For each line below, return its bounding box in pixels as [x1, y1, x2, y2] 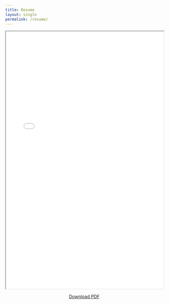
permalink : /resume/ [5, 17, 49, 22]
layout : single [5, 12, 37, 17]
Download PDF [69, 293, 100, 299]
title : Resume [5, 7, 35, 13]
